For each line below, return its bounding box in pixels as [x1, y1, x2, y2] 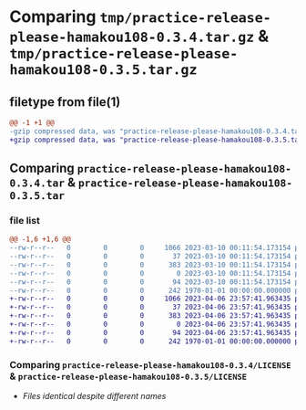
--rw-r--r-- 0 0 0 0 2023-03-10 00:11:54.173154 [9, 268, 291, 278]
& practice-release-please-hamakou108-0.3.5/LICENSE [9, 370, 248, 383]
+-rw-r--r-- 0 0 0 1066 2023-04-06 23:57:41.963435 [9, 294, 291, 303]
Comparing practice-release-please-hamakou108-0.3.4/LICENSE [9, 358, 291, 371]
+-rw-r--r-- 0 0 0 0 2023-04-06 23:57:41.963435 [9, 320, 291, 330]
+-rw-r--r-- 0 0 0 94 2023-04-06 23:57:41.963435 [9, 328, 291, 337]
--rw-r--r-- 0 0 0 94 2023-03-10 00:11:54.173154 [9, 277, 291, 287]
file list [9, 214, 41, 226]
